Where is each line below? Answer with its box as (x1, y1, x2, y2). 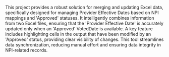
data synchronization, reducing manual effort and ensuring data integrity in (5, 42, 161, 47)
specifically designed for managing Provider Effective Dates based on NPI (5, 10, 159, 16)
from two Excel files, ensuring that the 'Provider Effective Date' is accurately (5, 20, 164, 26)
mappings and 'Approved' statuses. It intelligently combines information (5, 15, 154, 21)
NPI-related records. (5, 47, 48, 53)
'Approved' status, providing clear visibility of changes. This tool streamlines (5, 36, 164, 42)
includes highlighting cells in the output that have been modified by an (5, 31, 151, 37)
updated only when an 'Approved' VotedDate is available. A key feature (5, 26, 153, 32)
